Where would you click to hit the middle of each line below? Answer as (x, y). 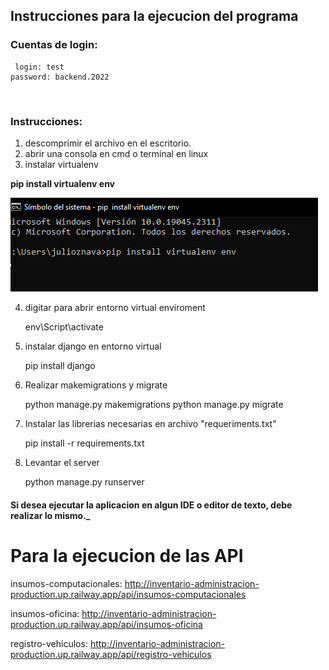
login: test (39, 67)
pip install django (60, 365)
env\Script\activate (64, 326)
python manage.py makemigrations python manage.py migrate (154, 404)
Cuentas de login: (54, 45)
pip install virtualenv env (63, 183)
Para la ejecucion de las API (127, 555)
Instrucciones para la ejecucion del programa (154, 16)
